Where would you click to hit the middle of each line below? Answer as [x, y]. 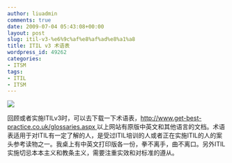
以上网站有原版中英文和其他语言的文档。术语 [161, 127]
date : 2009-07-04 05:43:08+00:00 [56, 26]
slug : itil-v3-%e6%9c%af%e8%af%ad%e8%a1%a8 [71, 40]
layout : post [26, 33]
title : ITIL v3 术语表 [39, 46]
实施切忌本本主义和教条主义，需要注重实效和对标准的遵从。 [93, 153]
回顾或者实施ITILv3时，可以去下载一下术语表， [74, 118]
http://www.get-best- [171, 118]
